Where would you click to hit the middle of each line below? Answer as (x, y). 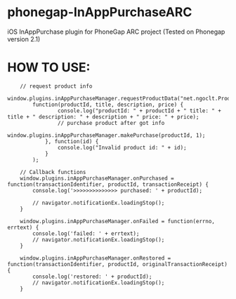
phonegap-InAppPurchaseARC (100, 12)
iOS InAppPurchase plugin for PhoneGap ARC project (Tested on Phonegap (116, 32)
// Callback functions (53, 172)
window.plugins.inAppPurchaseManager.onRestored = (96, 258)
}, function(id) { (72, 141)
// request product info (56, 86)
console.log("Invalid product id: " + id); (122, 147)
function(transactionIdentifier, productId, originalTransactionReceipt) (118, 264)
